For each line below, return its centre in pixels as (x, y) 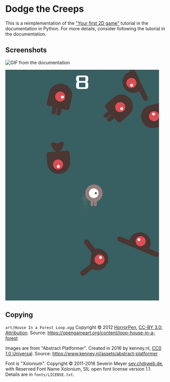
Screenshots (26, 50)
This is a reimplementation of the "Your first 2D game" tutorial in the (77, 23)
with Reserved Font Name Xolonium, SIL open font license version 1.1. (79, 369)
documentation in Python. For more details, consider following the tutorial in (85, 28)
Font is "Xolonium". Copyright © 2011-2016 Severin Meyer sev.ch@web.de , (84, 363)
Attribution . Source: (26, 333)
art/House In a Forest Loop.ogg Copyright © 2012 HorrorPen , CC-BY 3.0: (84, 327)
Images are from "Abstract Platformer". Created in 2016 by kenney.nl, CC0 (83, 348)
